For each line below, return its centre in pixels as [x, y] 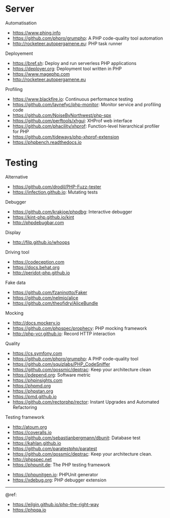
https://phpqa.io [29, 510]
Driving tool [17, 252]
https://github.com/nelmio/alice [45, 298]
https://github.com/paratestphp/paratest [55, 448]
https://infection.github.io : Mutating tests [55, 192]
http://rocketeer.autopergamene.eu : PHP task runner [67, 43]
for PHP [21, 131]
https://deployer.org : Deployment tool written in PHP [67, 69]
